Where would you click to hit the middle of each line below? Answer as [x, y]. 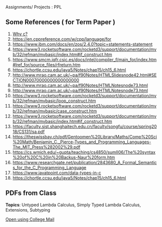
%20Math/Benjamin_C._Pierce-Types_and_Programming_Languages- [82, 142]
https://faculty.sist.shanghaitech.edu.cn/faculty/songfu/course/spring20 [85, 126]
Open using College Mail [30, 219]
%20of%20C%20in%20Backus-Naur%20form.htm [64, 157]
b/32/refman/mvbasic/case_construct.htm [55, 111]
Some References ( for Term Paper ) [60, 22]
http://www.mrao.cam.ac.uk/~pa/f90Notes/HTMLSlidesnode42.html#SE [84, 75]
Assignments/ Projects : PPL [34, 7]
